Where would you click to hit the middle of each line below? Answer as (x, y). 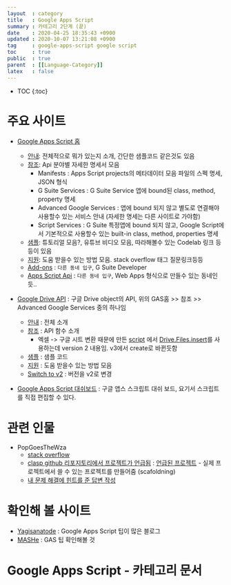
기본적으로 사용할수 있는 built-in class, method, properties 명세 (132, 234)
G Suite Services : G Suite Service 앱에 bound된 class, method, (127, 191)
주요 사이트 (37, 121)
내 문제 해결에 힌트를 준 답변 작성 (71, 480)
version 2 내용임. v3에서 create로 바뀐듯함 (120, 348)
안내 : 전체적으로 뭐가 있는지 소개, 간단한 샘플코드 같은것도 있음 (111, 156)
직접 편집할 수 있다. (50, 397)
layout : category (35, 13)
